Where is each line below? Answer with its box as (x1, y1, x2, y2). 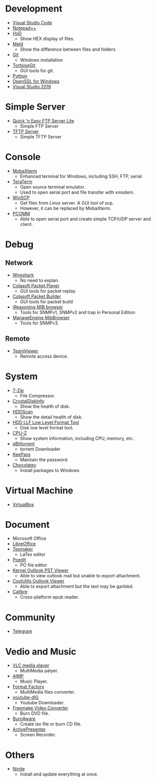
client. (20, 221, 33, 227)
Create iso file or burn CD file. (20, 721, 82, 727)
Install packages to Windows (20, 467, 80, 473)
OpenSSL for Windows (12, 78, 60, 84)
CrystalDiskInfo (12, 398, 45, 404)
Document (5, 519, 50, 530)
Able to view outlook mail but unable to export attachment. (20, 573, 141, 579)
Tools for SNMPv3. (20, 320, 59, 326)
